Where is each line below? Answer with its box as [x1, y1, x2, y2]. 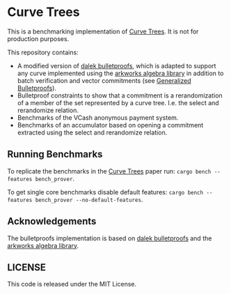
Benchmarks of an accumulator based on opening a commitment [17, 121, 204, 129]
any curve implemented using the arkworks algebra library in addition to [17, 69, 224, 77]
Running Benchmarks [7, 148, 103, 160]
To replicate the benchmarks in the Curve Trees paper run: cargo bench [7, 167, 212, 175]
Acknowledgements [7, 215, 97, 227]
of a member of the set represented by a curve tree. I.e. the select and [17, 98, 219, 107]
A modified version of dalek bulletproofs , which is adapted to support [17, 61, 216, 70]
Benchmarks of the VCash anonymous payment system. [17, 113, 179, 122]
